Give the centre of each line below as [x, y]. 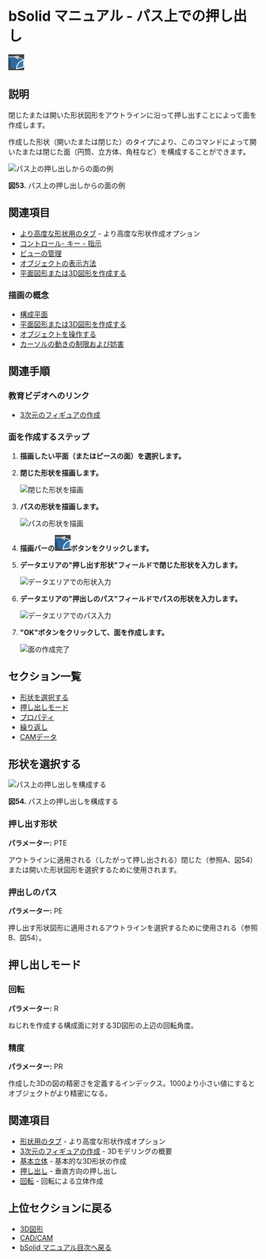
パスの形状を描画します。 [61, 506]
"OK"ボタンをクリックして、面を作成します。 [94, 632]
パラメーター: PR [36, 1066]
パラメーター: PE [36, 911]
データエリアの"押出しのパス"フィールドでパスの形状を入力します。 [131, 599]
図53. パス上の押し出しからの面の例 [67, 185]
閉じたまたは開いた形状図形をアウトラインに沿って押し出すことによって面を [133, 115]
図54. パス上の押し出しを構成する [63, 802]
